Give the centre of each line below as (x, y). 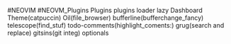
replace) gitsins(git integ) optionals (58, 33)
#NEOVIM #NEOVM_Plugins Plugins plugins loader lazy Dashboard (105, 10)
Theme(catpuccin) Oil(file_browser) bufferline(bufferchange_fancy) (106, 18)
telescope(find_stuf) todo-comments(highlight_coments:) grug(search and (116, 25)
